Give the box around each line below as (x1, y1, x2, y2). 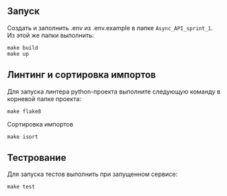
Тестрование (7, 152, 67, 164)
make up (7, 50, 30, 57)
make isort (7, 133, 39, 140)
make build (7, 44, 39, 51)
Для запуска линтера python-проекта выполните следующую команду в (7, 87, 221, 96)
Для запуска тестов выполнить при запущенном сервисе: (7, 170, 177, 178)
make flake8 (7, 108, 41, 115)
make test (7, 184, 36, 190)
